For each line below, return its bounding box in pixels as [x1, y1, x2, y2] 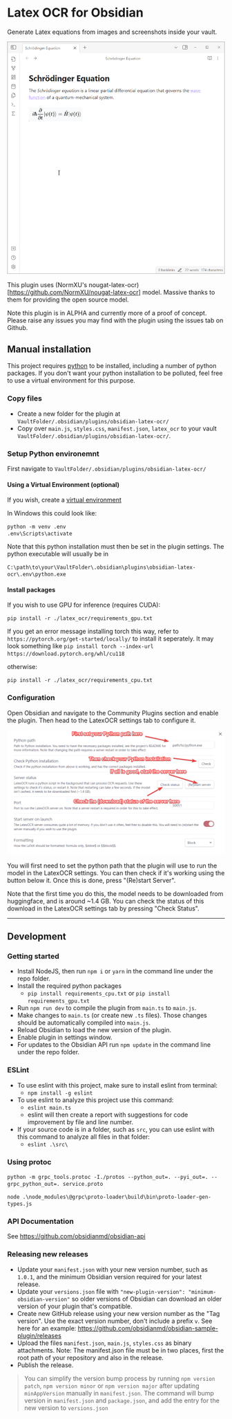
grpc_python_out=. [7, 1180, 60, 1187]
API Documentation [7, 1216, 75, 1226]
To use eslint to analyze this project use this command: [17, 1095, 174, 1104]
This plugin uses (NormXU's [7, 280, 88, 289]
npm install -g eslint [27, 1090, 93, 1097]
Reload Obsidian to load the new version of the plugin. [17, 1026, 172, 1034]
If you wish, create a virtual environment [7, 496, 122, 504]
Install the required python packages [17, 982, 122, 990]
